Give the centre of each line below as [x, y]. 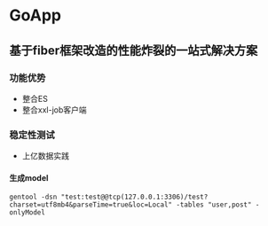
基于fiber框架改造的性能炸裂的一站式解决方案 [134, 50]
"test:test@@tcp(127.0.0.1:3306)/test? [134, 197]
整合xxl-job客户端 [54, 109]
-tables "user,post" [214, 205]
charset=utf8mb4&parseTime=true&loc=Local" [91, 205]
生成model [29, 177]
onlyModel [28, 213]
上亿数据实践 [45, 156]
